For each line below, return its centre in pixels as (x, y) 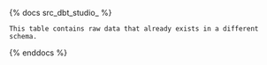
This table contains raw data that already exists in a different (134, 29)
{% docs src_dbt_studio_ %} (61, 13)
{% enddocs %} (38, 53)
